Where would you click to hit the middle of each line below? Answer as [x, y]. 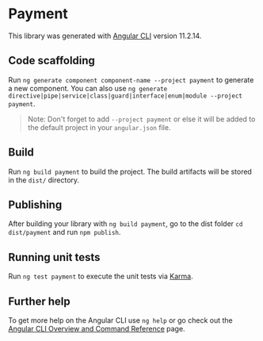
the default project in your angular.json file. [99, 127]
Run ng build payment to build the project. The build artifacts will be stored [130, 171]
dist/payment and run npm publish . [65, 232]
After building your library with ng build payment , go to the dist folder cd [126, 224]
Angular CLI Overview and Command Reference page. [97, 329]
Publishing [35, 204]
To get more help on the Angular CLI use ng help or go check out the [120, 320]
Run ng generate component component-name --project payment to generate [131, 79]
